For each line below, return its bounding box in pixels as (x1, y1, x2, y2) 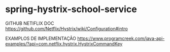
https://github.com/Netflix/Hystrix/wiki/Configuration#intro (5, 25, 128, 31)
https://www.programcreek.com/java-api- (77, 35, 165, 41)
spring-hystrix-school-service (5, 4, 137, 15)
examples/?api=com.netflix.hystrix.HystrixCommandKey (5, 40, 123, 46)
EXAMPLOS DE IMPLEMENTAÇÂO (5, 35, 76, 41)
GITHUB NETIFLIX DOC (5, 20, 54, 26)
